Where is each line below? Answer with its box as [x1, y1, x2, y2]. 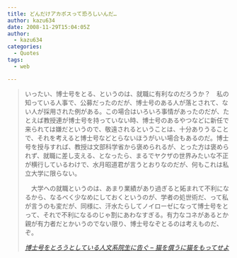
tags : [7, 57, 23, 64]
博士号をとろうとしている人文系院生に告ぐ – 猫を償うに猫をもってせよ [24, 243, 230, 252]
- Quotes [13, 50, 40, 57]
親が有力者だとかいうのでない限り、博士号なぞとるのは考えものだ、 [24, 219, 223, 228]
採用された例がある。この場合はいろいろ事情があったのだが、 [43, 107, 224, 115]
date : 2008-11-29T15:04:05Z [7, 23, 91, 30]
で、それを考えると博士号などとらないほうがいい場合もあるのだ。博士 [24, 134, 229, 142]
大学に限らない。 [30, 169, 81, 177]
